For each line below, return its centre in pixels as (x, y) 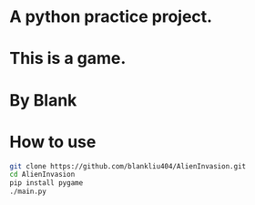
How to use (53, 142)
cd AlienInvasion (42, 175)
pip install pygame (46, 183)
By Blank (43, 100)
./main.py (28, 192)
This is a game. (68, 59)
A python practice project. (111, 17)
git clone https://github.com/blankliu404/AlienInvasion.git (128, 166)
